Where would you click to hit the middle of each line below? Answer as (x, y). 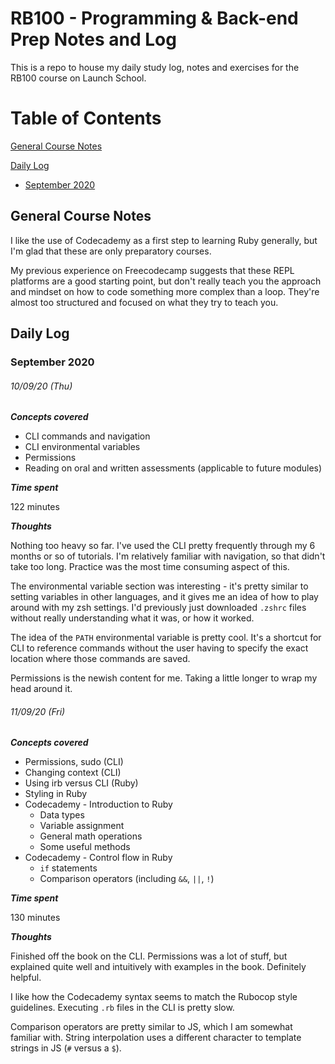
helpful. (26, 978)
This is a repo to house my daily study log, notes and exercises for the (155, 67)
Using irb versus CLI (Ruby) (81, 783)
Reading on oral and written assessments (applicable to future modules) (173, 468)
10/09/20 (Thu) (41, 386)
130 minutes (35, 918)
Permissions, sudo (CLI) (74, 762)
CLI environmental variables (82, 447)
